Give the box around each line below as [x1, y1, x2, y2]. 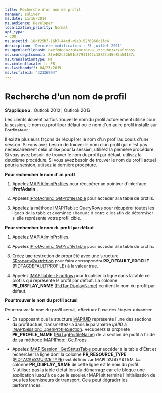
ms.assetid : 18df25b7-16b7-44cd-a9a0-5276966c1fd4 [5, 39, 109, 44]
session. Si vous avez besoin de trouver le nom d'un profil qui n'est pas [5, 141, 147, 147]
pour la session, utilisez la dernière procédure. [5, 162, 98, 168]
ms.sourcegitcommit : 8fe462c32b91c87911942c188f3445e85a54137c [5, 52, 135, 57]
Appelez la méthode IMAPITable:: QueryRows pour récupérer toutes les [12, 205, 155, 211]
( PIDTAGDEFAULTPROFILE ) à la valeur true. [12, 263, 98, 269]
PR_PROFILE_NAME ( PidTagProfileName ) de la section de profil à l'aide [12, 331, 155, 337]
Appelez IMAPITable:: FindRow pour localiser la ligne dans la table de [12, 272, 150, 278]
